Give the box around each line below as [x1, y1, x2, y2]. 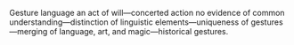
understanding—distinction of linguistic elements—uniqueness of [9, 17, 249, 27]
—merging [9, 26, 48, 36]
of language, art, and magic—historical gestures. [49, 26, 229, 36]
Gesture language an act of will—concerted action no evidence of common [9, 8, 285, 18]
